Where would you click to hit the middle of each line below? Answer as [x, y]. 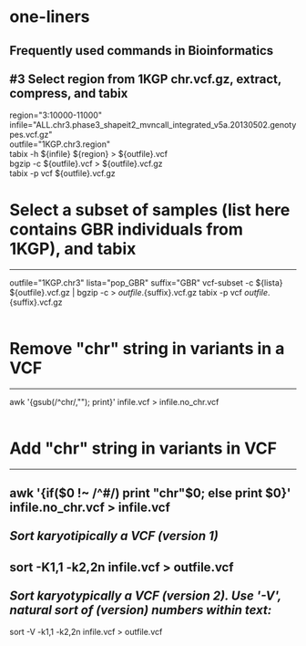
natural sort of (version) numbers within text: [141, 610]
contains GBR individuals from [127, 229]
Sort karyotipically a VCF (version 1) [114, 536]
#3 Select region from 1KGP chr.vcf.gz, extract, [146, 79]
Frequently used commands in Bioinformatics [142, 51]
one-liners [50, 17]
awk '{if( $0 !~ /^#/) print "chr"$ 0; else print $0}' [150, 493]
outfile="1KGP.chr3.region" [60, 144]
